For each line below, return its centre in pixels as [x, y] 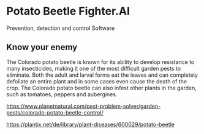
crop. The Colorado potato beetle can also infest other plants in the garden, [102, 88]
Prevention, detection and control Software [61, 28]
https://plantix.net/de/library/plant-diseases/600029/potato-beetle [90, 124]
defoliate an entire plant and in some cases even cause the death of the [97, 81]
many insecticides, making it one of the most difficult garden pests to [94, 68]
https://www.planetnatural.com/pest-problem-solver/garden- [84, 106]
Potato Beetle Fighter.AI [68, 11]
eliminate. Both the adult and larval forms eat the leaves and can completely [102, 75]
